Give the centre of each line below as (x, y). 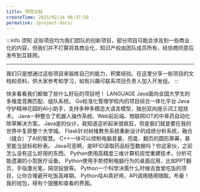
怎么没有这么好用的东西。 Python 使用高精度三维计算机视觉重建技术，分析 (96, 153)
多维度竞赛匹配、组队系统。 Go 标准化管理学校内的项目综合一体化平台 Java (98, 101)
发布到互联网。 (24, 55)
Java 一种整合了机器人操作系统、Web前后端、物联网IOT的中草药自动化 (104, 116)
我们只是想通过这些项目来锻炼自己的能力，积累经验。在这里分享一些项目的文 (100, 74)
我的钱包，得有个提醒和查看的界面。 (51, 183)
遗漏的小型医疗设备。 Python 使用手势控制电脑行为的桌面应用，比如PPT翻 (101, 161)
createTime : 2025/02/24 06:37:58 (48, 17)
